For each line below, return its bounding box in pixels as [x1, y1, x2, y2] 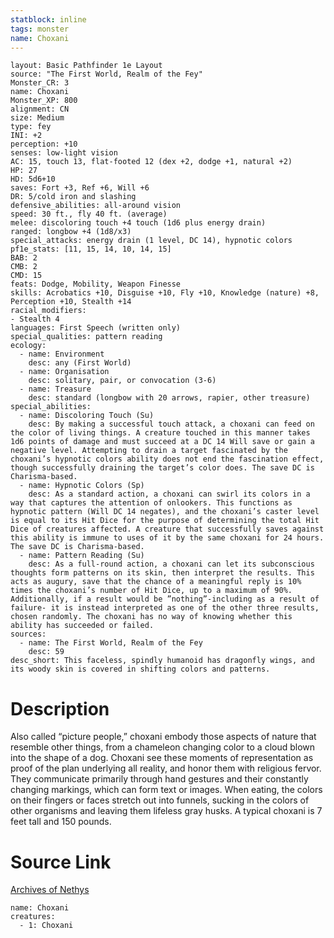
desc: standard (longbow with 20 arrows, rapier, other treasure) [28, 393, 311, 403]
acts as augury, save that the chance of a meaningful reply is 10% [10, 577, 302, 587]
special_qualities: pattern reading [10, 332, 163, 342]
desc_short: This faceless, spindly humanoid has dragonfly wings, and [10, 656, 315, 666]
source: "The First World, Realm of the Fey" [10, 69, 203, 80]
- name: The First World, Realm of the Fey [19, 638, 203, 648]
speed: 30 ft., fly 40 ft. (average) [10, 209, 168, 220]
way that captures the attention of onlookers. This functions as [10, 498, 293, 508]
